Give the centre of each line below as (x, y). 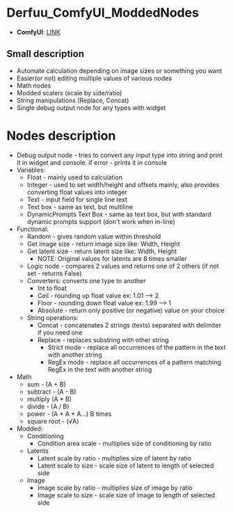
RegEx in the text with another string (100, 369)
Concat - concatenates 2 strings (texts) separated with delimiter (129, 325)
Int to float (52, 288)
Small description (46, 54)
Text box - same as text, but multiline (80, 207)
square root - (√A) (53, 421)
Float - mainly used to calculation (75, 177)
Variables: (31, 170)
